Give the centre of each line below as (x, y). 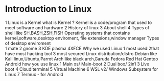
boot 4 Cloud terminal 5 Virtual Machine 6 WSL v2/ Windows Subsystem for (82, 69)
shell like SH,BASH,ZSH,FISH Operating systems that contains (68, 33)
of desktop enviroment (28, 43)
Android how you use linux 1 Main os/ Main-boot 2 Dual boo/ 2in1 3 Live (77, 64)
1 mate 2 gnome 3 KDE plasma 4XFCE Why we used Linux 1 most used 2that (82, 48)
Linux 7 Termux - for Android (34, 74)
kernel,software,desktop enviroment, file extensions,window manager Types (82, 38)
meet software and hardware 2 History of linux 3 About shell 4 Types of (77, 27)
